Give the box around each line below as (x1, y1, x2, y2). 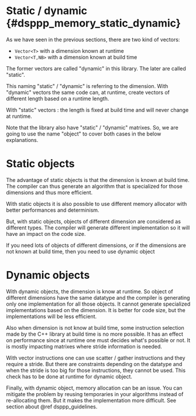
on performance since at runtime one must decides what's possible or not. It (6, 336, 191, 344)
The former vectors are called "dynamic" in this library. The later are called (6, 65, 186, 72)
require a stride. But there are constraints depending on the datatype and (6, 360, 183, 367)
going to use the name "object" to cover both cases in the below (6, 130, 161, 137)
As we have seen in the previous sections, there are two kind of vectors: (6, 36, 180, 43)
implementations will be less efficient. (6, 313, 97, 320)
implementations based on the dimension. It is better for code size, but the (6, 306, 185, 313)
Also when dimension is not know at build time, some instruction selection (6, 324, 184, 331)
